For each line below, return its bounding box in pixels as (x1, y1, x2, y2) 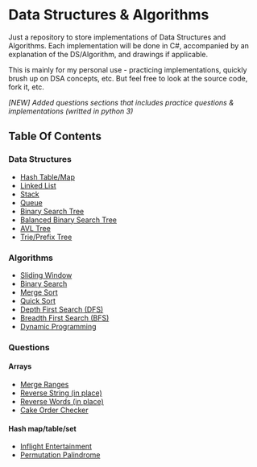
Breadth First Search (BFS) (19, 312, 110, 323)
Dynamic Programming (19, 321, 97, 331)
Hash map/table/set (8, 424, 77, 433)
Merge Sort (19, 287, 58, 297)
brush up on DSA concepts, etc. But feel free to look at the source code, (8, 73, 248, 83)
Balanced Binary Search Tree (19, 215, 117, 225)
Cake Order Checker (19, 405, 89, 415)
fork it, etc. (8, 82, 44, 92)
